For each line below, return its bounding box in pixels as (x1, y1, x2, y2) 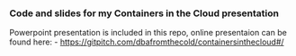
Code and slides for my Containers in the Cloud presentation (9, 7, 279, 20)
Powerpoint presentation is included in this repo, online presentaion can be (9, 28, 288, 38)
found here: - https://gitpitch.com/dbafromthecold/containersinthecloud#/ (9, 36, 285, 47)
